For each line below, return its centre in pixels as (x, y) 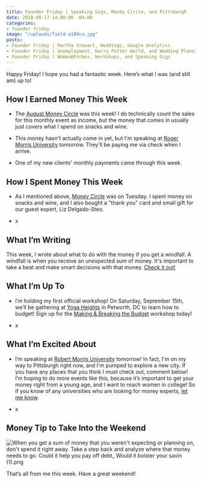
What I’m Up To (35, 286)
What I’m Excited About (51, 344)
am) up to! (19, 80)
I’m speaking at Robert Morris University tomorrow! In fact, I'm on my (100, 359)
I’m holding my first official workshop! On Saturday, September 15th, (99, 301)
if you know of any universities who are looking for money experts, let (101, 391)
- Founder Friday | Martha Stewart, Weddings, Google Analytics (88, 46)
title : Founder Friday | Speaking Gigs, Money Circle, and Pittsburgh (96, 12)
